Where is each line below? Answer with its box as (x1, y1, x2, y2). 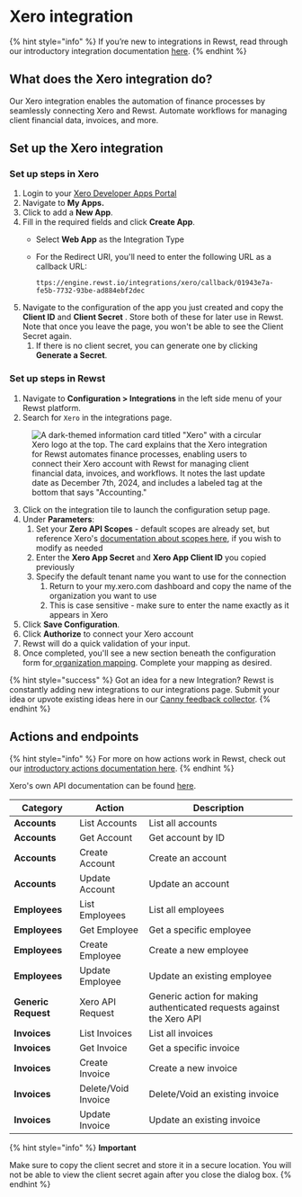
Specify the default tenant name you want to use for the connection (35, 571, 287, 582)
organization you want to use (49, 590, 157, 601)
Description (192, 801, 244, 814)
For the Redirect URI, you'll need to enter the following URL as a (35, 252, 272, 263)
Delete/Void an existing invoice (148, 1087, 280, 1100)
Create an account (148, 852, 227, 864)
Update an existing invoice (148, 1113, 261, 1126)
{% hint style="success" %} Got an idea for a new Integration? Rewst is (9, 674, 274, 685)
